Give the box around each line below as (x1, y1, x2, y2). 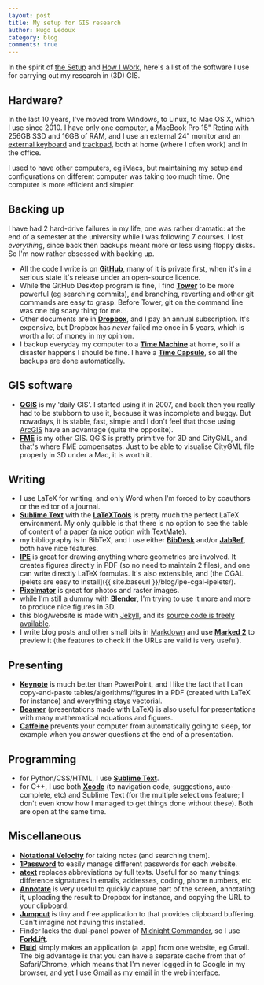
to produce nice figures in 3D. (19, 602, 116, 612)
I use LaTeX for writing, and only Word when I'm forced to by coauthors (19, 494, 251, 503)
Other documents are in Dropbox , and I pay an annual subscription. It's (19, 314, 250, 324)
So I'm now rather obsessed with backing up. (8, 249, 155, 258)
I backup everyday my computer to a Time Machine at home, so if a (19, 339, 240, 349)
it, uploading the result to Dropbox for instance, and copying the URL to (19, 892, 251, 902)
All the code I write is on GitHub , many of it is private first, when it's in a (19, 264, 253, 273)
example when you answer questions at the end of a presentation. (19, 730, 234, 739)
